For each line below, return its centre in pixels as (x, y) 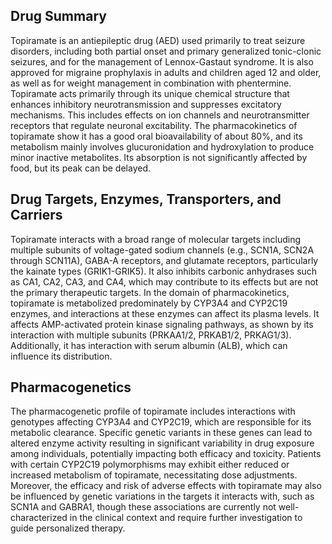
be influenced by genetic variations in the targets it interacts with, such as (162, 496)
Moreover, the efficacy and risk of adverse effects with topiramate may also (166, 486)
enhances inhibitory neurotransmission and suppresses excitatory (146, 104)
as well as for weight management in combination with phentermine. (151, 83)
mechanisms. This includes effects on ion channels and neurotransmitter (160, 115)
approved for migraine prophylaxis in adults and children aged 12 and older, (166, 72)
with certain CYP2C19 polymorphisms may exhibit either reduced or (150, 465)
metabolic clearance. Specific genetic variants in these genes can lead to (161, 433)
